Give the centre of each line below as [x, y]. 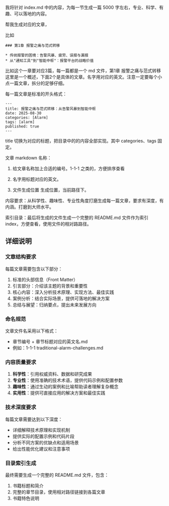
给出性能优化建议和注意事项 [41, 449]
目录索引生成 [21, 463]
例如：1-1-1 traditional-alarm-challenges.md [58, 348]
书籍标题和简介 [28, 485]
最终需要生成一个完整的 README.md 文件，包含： [57, 475]
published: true [22, 126]
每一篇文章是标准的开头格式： [36, 94]
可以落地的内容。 [31, 14]
